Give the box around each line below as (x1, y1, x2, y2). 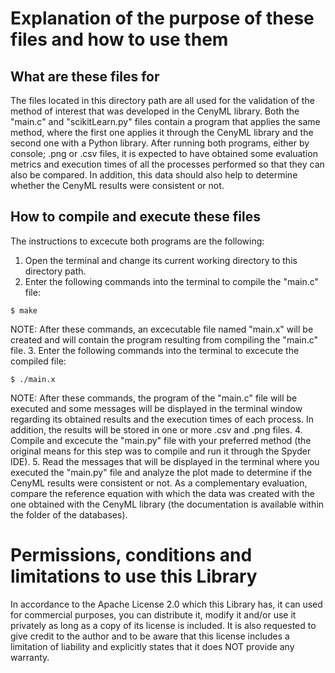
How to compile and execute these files (10, 208, 261, 226)
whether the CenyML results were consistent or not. (10, 180, 225, 191)
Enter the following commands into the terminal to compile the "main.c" (24, 275, 320, 287)
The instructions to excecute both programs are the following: (10, 235, 265, 247)
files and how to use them (10, 28, 229, 51)
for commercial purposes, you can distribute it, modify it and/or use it (10, 608, 297, 621)
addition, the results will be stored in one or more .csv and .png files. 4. (10, 423, 303, 436)
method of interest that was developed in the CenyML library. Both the (10, 105, 300, 117)
